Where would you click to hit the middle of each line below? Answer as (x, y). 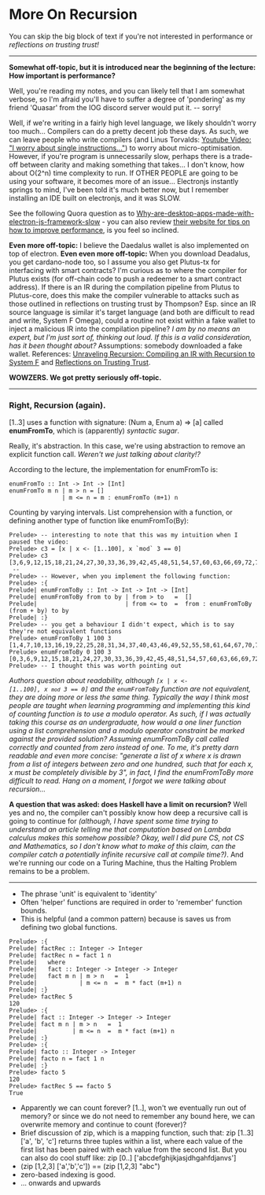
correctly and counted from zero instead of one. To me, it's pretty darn (124, 747)
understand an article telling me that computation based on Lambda (120, 830)
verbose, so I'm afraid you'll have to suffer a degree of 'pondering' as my (127, 99)
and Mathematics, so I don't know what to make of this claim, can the (123, 846)
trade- (243, 156)
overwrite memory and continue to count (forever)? (103, 1125)
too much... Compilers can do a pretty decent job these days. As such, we (129, 131)
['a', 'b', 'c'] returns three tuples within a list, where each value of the (131, 1142)
